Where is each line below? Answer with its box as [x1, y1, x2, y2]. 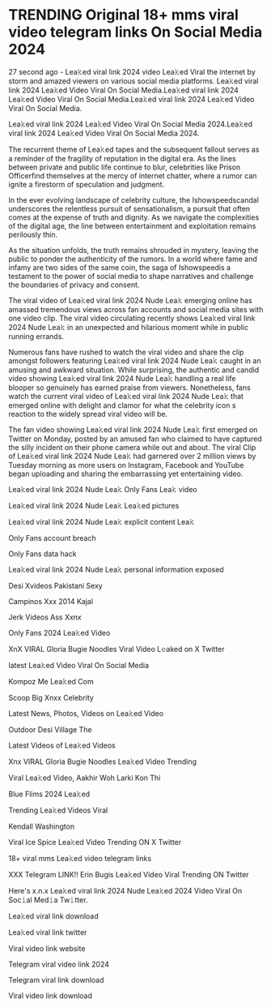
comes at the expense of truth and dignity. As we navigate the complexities [8, 212, 260, 222]
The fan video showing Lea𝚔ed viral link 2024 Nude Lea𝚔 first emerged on [8, 424, 258, 435]
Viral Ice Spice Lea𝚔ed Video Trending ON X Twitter [8, 837, 182, 846]
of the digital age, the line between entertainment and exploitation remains [8, 221, 256, 230]
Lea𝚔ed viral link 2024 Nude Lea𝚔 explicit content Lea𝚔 [8, 516, 195, 526]
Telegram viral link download [8, 975, 104, 984]
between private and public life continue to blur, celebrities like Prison [8, 162, 241, 172]
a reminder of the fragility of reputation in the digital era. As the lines [8, 153, 236, 163]
